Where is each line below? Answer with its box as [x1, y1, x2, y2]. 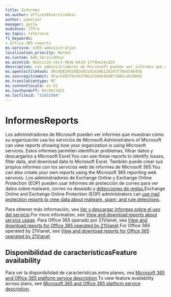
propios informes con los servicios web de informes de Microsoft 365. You [5, 164, 160, 170]
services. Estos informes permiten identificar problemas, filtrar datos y [5, 148, 153, 154]
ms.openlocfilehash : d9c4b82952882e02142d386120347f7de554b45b [5, 69, 142, 74]
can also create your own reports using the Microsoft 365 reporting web [5, 169, 157, 176]
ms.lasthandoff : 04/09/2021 [5, 88, 65, 93]
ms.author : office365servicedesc [5, 12, 76, 17]
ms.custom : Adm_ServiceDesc [5, 55, 65, 60]
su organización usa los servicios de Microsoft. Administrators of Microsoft [5, 137, 162, 143]
